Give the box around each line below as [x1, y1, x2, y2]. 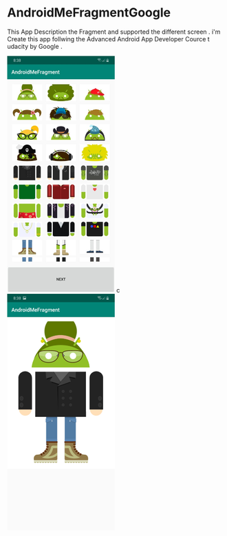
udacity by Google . [7, 42, 63, 50]
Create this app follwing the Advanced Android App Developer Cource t [7, 34, 210, 43]
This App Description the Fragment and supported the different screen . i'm [7, 28, 221, 36]
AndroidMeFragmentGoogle [7, 5, 171, 21]
